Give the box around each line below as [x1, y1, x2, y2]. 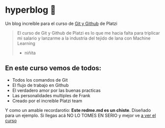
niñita [24, 50, 36, 56]
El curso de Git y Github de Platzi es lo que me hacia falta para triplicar [17, 30, 160, 36]
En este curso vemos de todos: [5, 64, 102, 72]
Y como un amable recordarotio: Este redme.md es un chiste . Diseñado [5, 107, 151, 113]
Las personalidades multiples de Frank [12, 92, 91, 98]
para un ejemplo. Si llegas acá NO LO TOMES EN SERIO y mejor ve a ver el [5, 112, 156, 118]
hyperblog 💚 [5, 4, 56, 16]
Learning [17, 40, 35, 46]
